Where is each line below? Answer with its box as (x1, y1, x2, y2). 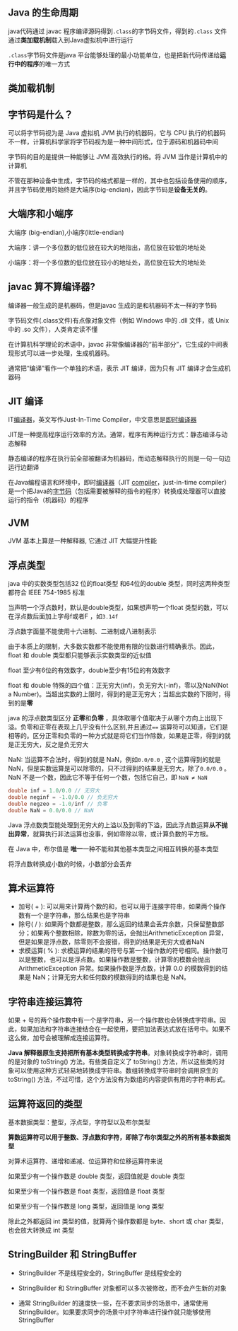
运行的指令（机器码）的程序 (8, 496, 89, 505)
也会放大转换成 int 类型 (8, 1226, 75, 1235)
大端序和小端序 (8, 208, 73, 220)
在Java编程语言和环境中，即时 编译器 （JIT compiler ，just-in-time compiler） (8, 478, 231, 487)
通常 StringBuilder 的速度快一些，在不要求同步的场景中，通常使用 (18, 1298, 209, 1307)
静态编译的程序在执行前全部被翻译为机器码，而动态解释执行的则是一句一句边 (8, 454, 231, 463)
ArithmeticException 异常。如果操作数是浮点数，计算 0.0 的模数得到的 (18, 964, 222, 973)
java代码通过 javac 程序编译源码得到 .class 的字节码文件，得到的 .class (8, 27, 213, 35)
